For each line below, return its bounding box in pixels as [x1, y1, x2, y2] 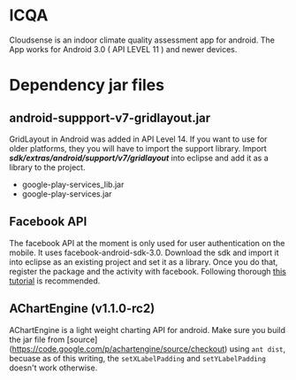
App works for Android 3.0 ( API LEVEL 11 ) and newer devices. [9, 43, 238, 54]
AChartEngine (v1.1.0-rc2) [9, 301, 156, 316]
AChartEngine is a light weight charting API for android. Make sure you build [9, 324, 285, 335]
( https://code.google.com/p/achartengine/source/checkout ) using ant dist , [9, 343, 286, 354]
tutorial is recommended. [9, 275, 101, 286]
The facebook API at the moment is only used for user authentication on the [9, 237, 285, 248]
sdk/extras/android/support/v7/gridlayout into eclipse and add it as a [9, 152, 269, 163]
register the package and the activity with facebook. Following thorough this [9, 266, 287, 276]
